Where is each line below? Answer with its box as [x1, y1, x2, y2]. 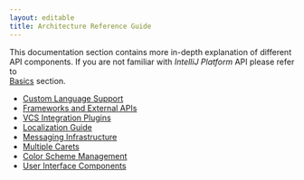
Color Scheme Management [22, 150, 128, 161]
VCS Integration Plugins [22, 112, 111, 123]
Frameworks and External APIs [22, 102, 138, 113]
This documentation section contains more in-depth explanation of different [9, 46, 292, 57]
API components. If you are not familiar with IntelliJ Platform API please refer [9, 56, 295, 67]
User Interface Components [22, 160, 127, 171]
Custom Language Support [22, 92, 124, 104]
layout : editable [9, 13, 75, 23]
